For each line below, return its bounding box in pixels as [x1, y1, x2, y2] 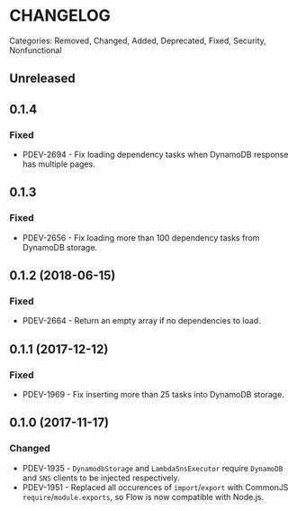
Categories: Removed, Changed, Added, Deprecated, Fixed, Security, [9, 35, 267, 46]
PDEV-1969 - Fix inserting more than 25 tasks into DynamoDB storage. [22, 389, 285, 400]
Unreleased [9, 71, 76, 87]
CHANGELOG [9, 5, 111, 26]
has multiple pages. [22, 159, 96, 169]
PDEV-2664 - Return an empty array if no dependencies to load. [22, 315, 261, 326]
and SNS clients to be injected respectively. [22, 472, 180, 483]
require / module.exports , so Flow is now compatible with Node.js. [22, 491, 265, 502]
